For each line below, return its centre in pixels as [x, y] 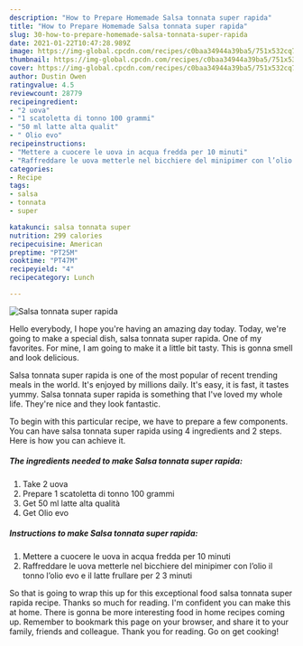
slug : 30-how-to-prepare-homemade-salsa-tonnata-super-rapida [129, 34]
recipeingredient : [44, 102]
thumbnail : [30, 60]
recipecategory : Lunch [52, 278]
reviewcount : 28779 [46, 93]
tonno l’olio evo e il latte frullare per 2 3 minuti [107, 576]
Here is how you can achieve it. [68, 440]
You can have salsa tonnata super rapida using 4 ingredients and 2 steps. [146, 431]
